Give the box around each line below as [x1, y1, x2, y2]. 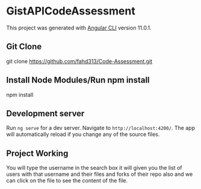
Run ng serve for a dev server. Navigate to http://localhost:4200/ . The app [6, 125, 196, 132]
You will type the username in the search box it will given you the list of [6, 164, 182, 172]
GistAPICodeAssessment [6, 4, 135, 18]
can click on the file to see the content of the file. [6, 177, 128, 184]
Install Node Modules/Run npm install [6, 75, 150, 85]
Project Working [6, 148, 69, 158]
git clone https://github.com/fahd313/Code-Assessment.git [6, 57, 152, 64]
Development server [6, 108, 85, 119]
